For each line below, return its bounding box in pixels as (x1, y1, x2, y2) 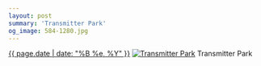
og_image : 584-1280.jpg (8, 27, 89, 35)
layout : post (8, 11, 53, 20)
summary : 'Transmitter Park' (8, 19, 107, 27)
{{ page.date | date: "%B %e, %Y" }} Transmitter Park (8, 49, 253, 59)
